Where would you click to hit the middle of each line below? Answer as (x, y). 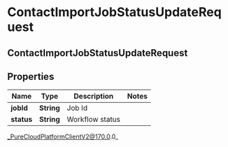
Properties (31, 77)
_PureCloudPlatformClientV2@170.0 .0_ (63, 136)
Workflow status (94, 120)
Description (94, 97)
